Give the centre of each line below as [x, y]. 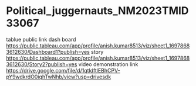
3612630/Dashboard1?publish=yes [48, 51]
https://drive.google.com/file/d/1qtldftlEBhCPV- [63, 70]
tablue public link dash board [41, 39]
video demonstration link [108, 64]
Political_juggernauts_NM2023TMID [97, 11]
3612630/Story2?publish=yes [42, 64]
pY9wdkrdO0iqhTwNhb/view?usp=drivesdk [59, 77]
